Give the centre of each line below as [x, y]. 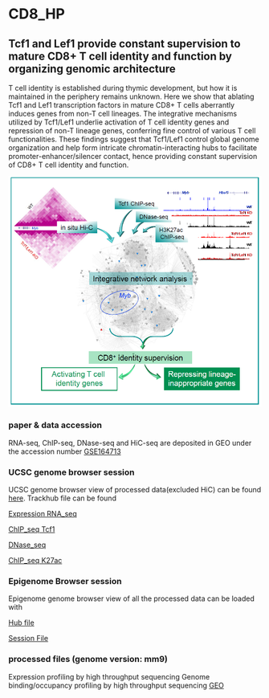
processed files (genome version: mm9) [88, 659]
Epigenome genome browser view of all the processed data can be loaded [131, 598]
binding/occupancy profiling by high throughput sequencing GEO [116, 685]
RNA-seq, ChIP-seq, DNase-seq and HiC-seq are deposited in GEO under [130, 443]
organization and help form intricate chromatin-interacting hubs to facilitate [133, 148]
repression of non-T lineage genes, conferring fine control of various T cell [132, 131]
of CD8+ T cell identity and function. [69, 165]
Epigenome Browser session [65, 581]
